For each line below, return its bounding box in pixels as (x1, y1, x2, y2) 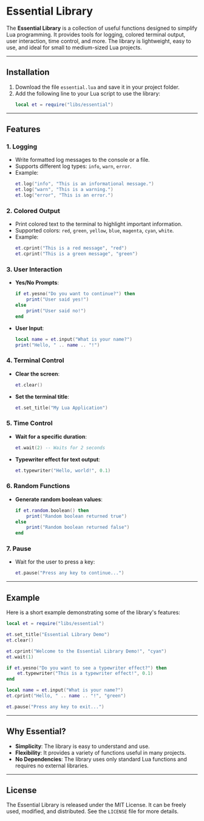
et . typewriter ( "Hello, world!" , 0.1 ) (15, 467, 111, 473)
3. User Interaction (6, 265, 63, 273)
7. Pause (6, 545, 32, 553)
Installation (6, 67, 50, 77)
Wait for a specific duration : (15, 433, 87, 440)
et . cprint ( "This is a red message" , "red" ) (15, 245, 127, 251)
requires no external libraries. (15, 762, 89, 769)
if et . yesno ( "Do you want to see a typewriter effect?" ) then (6, 665, 167, 671)
